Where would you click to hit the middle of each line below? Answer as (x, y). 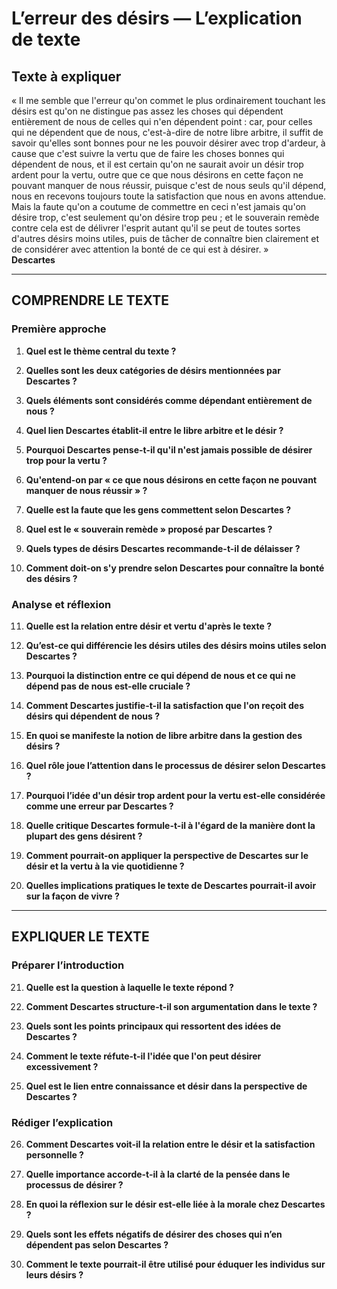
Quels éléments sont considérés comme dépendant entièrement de (169, 400)
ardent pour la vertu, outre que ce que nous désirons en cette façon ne (157, 175)
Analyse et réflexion (61, 604)
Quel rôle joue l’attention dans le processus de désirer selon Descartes (175, 765)
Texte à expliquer (66, 76)
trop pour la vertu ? (66, 460)
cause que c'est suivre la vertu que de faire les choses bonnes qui (148, 153)
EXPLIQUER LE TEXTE (80, 937)
